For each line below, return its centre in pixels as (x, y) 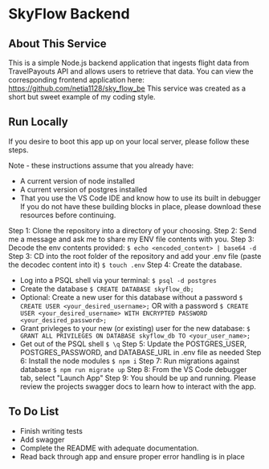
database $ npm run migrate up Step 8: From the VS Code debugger (133, 369)
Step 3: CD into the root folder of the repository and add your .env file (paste (135, 256)
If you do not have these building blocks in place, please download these (141, 206)
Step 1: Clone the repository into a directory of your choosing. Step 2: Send (132, 230)
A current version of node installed (77, 180)
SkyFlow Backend (69, 14)
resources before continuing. (68, 215)
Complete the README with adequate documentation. (109, 448)
